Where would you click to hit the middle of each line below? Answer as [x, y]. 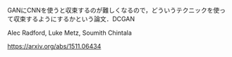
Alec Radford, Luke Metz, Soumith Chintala [70, 33]
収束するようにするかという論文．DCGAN [74, 19]
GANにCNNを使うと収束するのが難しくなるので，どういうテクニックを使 [114, 10]
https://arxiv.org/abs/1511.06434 [54, 46]
